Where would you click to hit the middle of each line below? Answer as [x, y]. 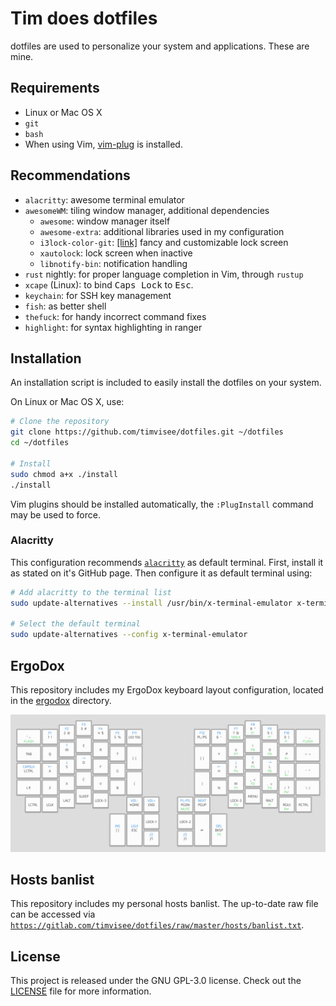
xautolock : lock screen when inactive [116, 253]
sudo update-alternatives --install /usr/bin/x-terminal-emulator [151, 603]
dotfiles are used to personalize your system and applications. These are [160, 46]
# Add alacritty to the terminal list [91, 592]
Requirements [55, 88]
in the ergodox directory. [61, 700]
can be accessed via [53, 914]
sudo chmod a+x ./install [64, 474]
